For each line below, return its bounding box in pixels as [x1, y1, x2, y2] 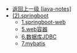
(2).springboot [12, 12, 49, 19]
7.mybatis [21, 40, 46, 47]
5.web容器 [21, 26, 48, 33]
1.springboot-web [21, 19, 66, 25]
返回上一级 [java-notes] [12, 5, 71, 12]
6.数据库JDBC [21, 33, 57, 40]
